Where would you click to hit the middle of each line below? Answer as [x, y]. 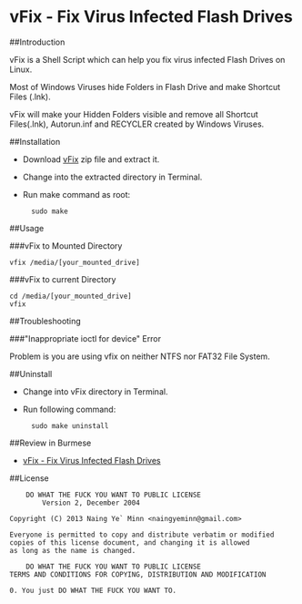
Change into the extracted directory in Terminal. [112, 177]
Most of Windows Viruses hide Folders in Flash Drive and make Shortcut [145, 87]
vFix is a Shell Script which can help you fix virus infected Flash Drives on [147, 59]
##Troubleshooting [45, 321]
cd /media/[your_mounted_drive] [70, 296]
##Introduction [37, 42]
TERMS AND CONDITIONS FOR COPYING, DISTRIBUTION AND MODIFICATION [138, 574]
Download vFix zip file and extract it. [91, 159]
